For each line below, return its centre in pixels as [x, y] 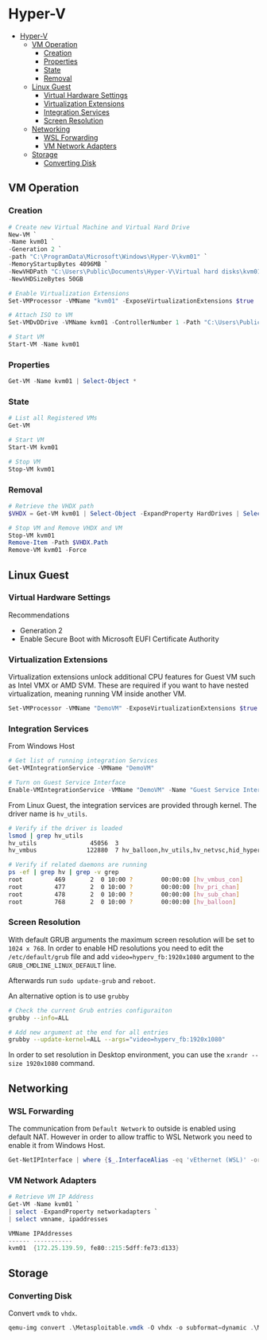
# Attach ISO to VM [41, 315]
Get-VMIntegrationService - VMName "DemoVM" [81, 768]
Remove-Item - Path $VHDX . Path [58, 543]
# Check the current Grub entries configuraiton [90, 1010]
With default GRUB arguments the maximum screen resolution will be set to [132, 939]
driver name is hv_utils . [48, 813]
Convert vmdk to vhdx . [43, 1313]
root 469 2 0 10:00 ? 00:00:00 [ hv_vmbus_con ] [126, 880]
